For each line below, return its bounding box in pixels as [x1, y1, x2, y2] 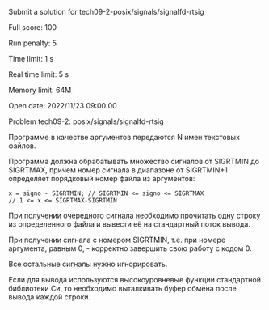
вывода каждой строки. [8, 292, 91, 302]
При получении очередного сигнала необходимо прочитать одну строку [8, 210, 261, 220]
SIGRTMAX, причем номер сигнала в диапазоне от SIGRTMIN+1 [8, 165, 229, 175]
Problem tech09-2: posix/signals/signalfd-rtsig [8, 117, 164, 126]
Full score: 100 [8, 23, 57, 32]
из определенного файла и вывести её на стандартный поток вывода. [8, 219, 250, 229]
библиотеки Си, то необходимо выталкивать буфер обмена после [8, 283, 237, 293]
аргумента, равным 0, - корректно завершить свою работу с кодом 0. [8, 244, 252, 253]
